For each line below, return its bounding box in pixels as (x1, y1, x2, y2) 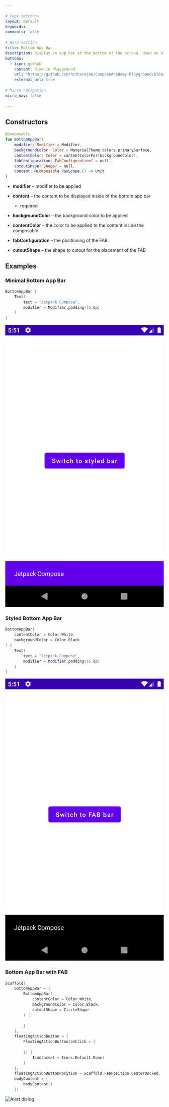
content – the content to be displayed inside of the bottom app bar (12, 193, 151, 199)
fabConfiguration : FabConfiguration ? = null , (14, 158, 112, 163)
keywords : (5, 24, 26, 29)
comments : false (5, 29, 39, 35)
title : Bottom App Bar (5, 45, 53, 50)
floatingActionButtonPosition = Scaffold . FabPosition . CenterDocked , (14, 1071, 161, 1076)
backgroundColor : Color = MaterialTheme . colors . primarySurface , (14, 148, 152, 153)
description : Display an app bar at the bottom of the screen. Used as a (5, 50, 163, 55)
